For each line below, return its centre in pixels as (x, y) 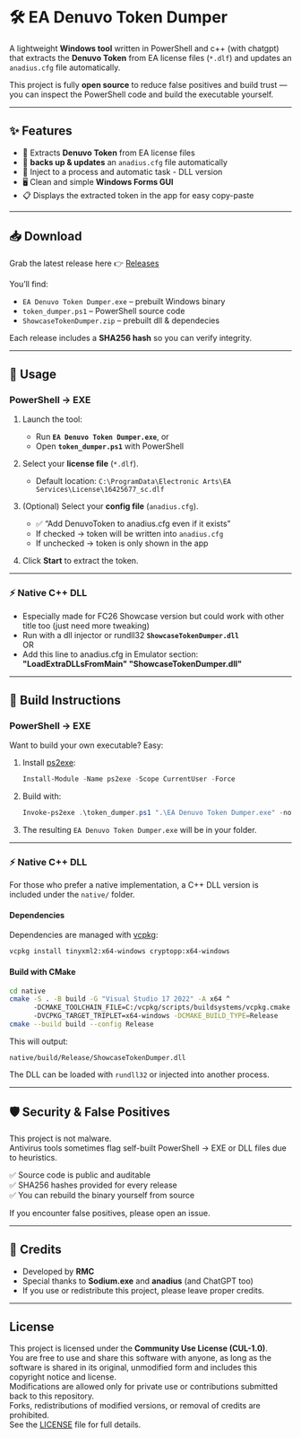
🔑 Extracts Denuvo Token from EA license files (108, 153)
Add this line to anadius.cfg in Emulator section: (110, 654)
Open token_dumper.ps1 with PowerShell (110, 446)
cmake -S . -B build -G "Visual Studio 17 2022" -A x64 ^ (120, 999)
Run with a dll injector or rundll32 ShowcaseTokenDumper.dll (130, 635)
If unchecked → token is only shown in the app (122, 543)
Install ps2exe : (49, 763)
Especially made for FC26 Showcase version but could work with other (153, 616)
